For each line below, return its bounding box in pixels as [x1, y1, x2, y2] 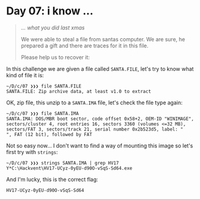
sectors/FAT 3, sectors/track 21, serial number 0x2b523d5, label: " [6, 126, 184, 132]
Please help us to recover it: [20, 53, 90, 61]
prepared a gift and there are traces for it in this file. [20, 42, 149, 49]
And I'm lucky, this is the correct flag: [6, 176, 99, 183]
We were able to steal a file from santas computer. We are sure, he [20, 35, 186, 43]
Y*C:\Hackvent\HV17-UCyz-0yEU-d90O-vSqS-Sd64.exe [6, 165, 133, 171]
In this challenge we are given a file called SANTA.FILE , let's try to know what [6, 65, 194, 73]
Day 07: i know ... [6, 4, 94, 18]
